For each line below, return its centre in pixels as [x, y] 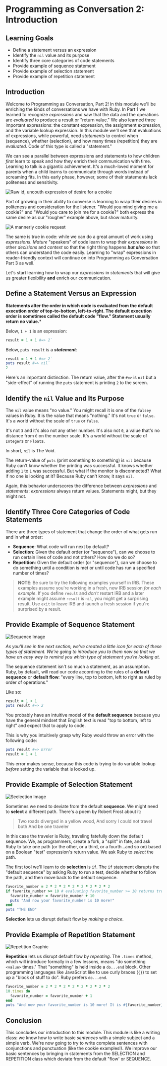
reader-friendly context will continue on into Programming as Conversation [82, 257]
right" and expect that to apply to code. [46, 726]
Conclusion [24, 1021]
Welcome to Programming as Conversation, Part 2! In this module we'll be [81, 104]
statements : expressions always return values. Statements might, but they [81, 491]
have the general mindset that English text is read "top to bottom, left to [79, 720]
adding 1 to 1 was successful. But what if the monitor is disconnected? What [83, 471]
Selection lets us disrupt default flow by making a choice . [65, 919]
